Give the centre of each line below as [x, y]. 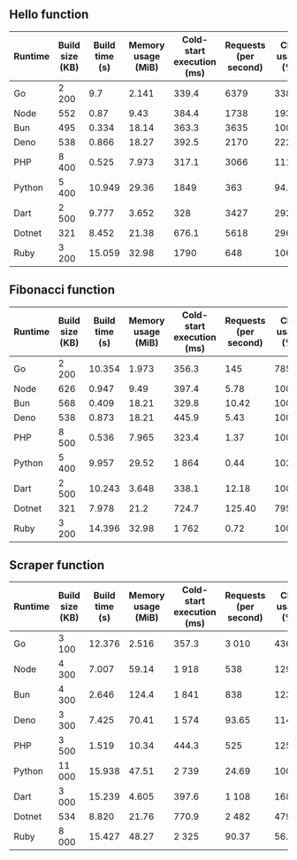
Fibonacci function [62, 290]
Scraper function [57, 565]
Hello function [49, 15]
